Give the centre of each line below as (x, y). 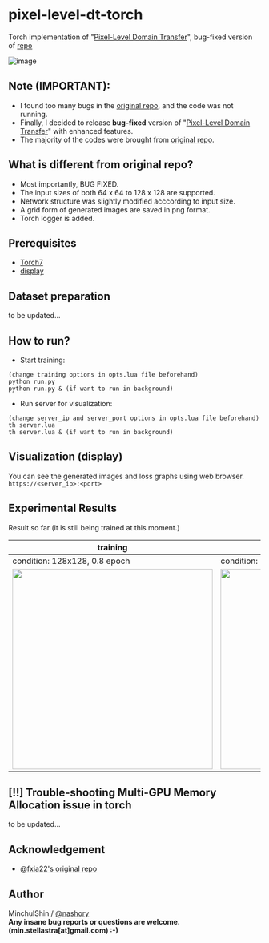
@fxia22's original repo (58, 869)
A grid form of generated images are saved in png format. (115, 209)
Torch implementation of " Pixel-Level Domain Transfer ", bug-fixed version (130, 37)
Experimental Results (63, 508)
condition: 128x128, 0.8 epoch (71, 561)
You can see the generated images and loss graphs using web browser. (126, 476)
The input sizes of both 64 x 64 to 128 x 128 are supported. (118, 192)
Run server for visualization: (66, 403)
